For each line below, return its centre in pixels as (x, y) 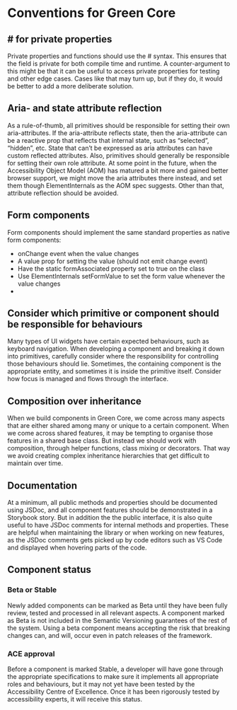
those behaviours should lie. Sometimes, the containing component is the (114, 364)
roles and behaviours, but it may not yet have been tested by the (101, 685)
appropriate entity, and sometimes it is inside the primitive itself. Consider (114, 371)
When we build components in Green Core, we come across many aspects (116, 418)
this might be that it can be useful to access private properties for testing (114, 71)
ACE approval (31, 653)
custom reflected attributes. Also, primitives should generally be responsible (118, 155)
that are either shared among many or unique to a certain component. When (118, 426)
